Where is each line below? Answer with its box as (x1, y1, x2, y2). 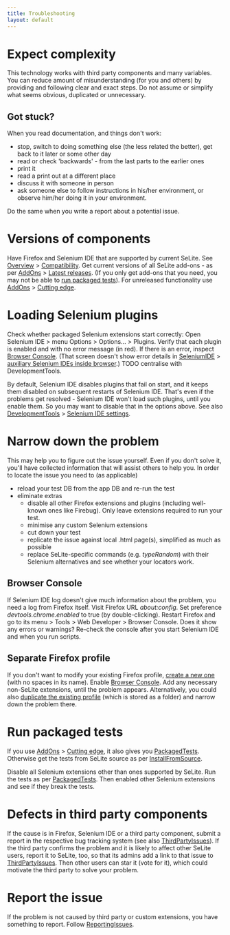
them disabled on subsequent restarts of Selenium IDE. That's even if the (7, 387, 214, 396)
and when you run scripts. (7, 632, 81, 641)
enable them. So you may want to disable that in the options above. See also (7, 402, 223, 411)
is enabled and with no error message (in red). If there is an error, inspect (7, 345, 214, 353)
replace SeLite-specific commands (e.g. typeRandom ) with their (27, 551, 209, 559)
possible (27, 543, 51, 551)
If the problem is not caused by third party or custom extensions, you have (7, 912, 218, 921)
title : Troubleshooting (7, 10, 76, 17)
